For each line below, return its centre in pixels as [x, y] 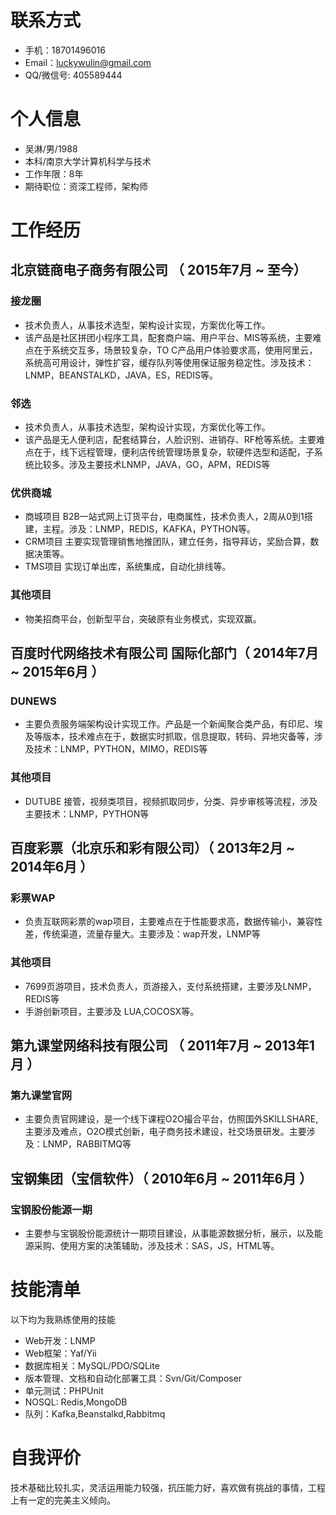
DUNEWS [33, 701]
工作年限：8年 [54, 173]
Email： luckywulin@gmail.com [88, 62]
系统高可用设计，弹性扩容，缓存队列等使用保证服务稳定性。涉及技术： [169, 362]
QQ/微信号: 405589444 [73, 75]
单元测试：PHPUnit [64, 1390]
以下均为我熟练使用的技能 [63, 1319]
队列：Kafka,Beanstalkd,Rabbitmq [95, 1413]
